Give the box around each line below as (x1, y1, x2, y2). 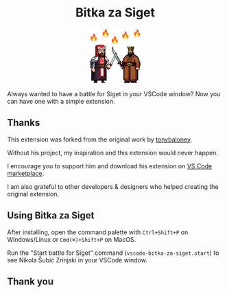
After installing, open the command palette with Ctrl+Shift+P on (7, 228, 189, 236)
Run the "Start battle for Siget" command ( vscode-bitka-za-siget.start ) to (7, 249, 219, 257)
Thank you (7, 275, 53, 287)
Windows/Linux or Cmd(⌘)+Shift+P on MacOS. (7, 235, 136, 243)
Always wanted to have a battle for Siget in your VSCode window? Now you (7, 89, 221, 98)
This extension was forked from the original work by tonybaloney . (7, 135, 193, 144)
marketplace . (7, 169, 45, 177)
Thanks (7, 117, 40, 128)
